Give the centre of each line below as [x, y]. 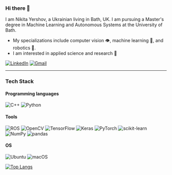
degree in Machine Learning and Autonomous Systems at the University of [84, 25]
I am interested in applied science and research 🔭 [65, 53]
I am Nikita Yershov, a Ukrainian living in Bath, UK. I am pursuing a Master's [85, 20]
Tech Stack [20, 82]
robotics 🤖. [24, 48]
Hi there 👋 [18, 8]
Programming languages [32, 93]
